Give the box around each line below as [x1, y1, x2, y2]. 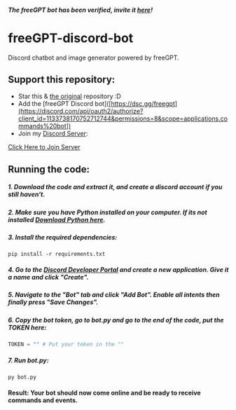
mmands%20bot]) [18, 122, 71, 130]
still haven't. [8, 190, 46, 199]
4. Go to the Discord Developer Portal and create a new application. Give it [8, 266, 229, 274]
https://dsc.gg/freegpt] [111, 100, 178, 108]
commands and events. [8, 396, 78, 404]
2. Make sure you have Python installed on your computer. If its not [8, 207, 207, 217]
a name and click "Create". [8, 273, 89, 282]
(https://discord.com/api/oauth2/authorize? [18, 107, 144, 116]
